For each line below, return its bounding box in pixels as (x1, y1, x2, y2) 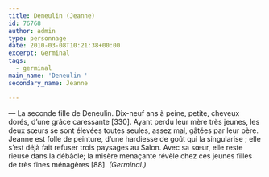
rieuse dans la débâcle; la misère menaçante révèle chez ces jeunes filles (8, 150, 252, 161)
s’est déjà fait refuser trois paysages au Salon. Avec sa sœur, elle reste (8, 142, 243, 152)
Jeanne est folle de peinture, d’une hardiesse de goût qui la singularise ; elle (8, 134, 262, 143)
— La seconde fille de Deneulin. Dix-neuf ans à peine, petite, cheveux (8, 108, 240, 117)
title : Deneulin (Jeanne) (8, 11, 95, 20)
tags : (8, 57, 27, 65)
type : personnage (8, 34, 67, 43)
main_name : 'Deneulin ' (8, 72, 89, 80)
